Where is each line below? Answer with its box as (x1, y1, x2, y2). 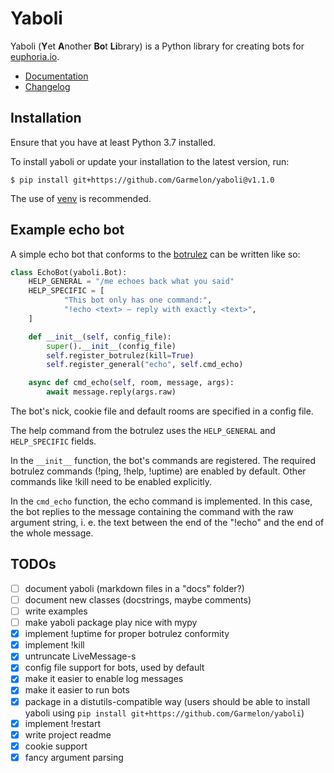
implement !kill (24, 639, 85, 651)
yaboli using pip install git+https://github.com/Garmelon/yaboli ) (24, 707, 305, 719)
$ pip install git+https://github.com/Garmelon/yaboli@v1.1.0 (10, 175, 275, 185)
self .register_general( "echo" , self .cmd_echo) (46, 360, 244, 370)
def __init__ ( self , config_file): (28, 332, 172, 342)
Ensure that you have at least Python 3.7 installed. (10, 136, 217, 148)
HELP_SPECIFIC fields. (10, 435, 97, 447)
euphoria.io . (10, 50, 60, 62)
